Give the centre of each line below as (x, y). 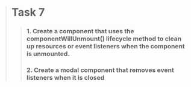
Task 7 (28, 12)
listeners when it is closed (65, 78)
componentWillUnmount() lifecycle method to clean (104, 39)
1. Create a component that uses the (80, 31)
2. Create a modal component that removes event (100, 70)
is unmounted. (48, 54)
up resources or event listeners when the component (105, 47)
